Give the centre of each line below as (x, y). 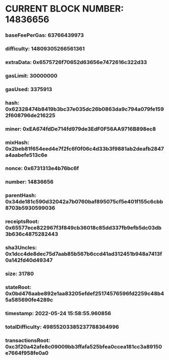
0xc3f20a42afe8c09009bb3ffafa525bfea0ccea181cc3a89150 (84, 346)
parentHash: (21, 195)
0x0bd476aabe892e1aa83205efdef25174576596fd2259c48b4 (85, 294)
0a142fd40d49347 (29, 260)
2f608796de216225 (30, 115)
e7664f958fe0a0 (27, 353)
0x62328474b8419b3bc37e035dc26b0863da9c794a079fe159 (84, 109)
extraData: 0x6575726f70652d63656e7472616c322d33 (76, 62)
